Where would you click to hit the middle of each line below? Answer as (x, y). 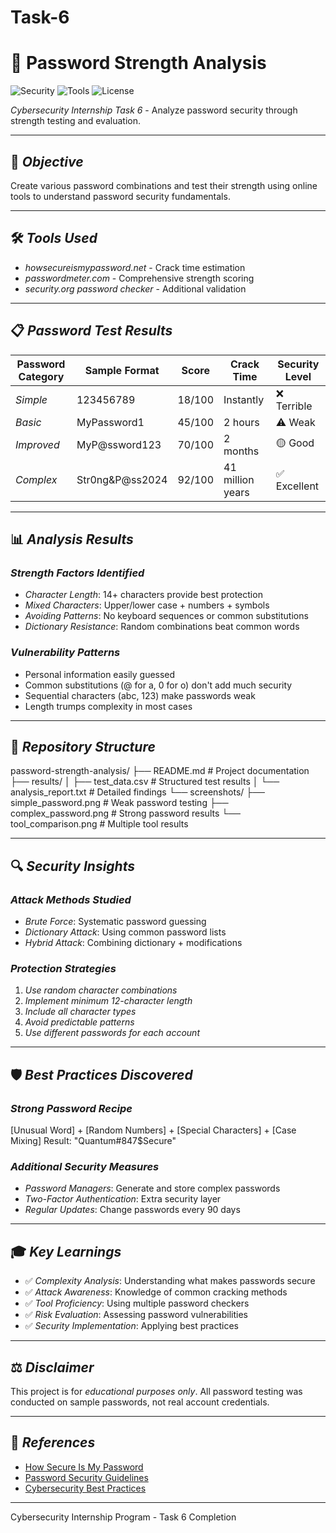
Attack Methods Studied (71, 899)
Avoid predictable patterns (79, 1022)
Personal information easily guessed (100, 674)
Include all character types (80, 1012)
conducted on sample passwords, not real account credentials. (140, 1402)
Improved (37, 444)
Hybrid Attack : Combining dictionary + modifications (133, 943)
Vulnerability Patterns (65, 653)
